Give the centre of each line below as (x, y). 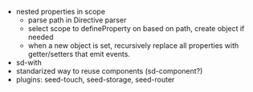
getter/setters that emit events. (79, 54)
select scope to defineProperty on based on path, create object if (136, 28)
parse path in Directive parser (77, 20)
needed (41, 37)
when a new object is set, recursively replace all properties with (133, 46)
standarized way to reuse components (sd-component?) (109, 71)
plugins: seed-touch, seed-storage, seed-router (95, 80)
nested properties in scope (61, 12)
